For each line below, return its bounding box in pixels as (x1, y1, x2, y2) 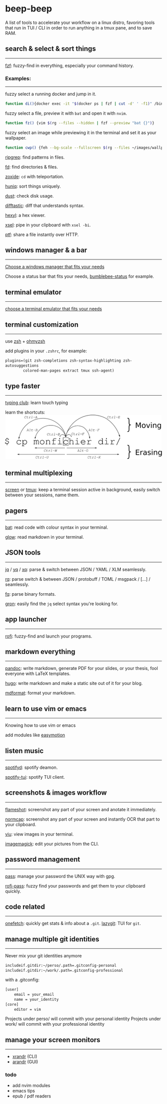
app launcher (5, 615, 47, 624)
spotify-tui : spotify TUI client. (5, 774, 65, 780)
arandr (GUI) (12, 1059, 38, 1065)
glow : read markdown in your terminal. (5, 534, 84, 540)
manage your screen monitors (5, 1036, 100, 1044)
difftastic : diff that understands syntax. (5, 203, 84, 209)
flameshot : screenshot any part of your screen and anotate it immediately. (5, 806, 157, 812)
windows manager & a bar (5, 246, 87, 254)
